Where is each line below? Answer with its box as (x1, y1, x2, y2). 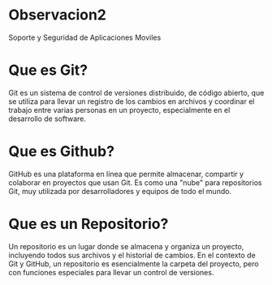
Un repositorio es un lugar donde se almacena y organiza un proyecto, (8, 241, 244, 251)
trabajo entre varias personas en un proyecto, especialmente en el (8, 105, 231, 114)
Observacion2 (8, 6, 107, 24)
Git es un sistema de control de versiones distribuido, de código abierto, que (8, 88, 265, 97)
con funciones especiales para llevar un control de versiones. (8, 267, 214, 277)
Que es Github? (8, 142, 115, 161)
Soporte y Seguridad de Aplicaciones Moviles (8, 32, 162, 42)
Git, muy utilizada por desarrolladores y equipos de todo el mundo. (8, 186, 232, 196)
